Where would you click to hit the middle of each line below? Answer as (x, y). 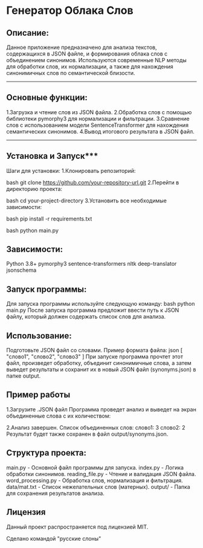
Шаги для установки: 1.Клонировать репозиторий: (71, 170)
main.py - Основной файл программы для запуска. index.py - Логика (95, 467)
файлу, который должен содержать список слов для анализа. (86, 317)
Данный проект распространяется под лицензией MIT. (77, 527)
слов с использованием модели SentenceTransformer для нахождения (98, 125)
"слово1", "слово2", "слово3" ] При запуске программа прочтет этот (95, 356)
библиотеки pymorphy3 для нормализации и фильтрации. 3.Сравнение (98, 118)
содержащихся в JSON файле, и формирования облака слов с (87, 54)
